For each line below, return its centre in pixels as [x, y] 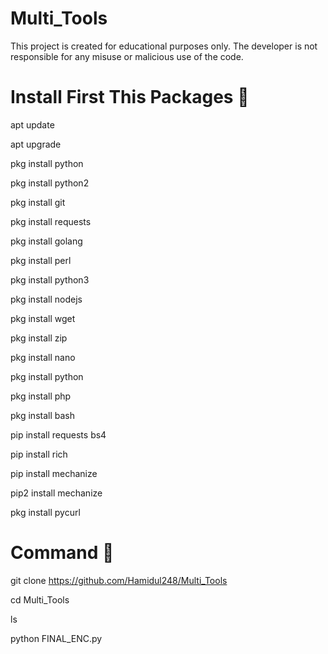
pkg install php [41, 396]
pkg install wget [43, 318]
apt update [32, 124]
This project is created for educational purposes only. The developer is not [164, 46]
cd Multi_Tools [40, 599]
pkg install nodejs [46, 299]
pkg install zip [39, 338]
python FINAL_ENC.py [56, 638]
